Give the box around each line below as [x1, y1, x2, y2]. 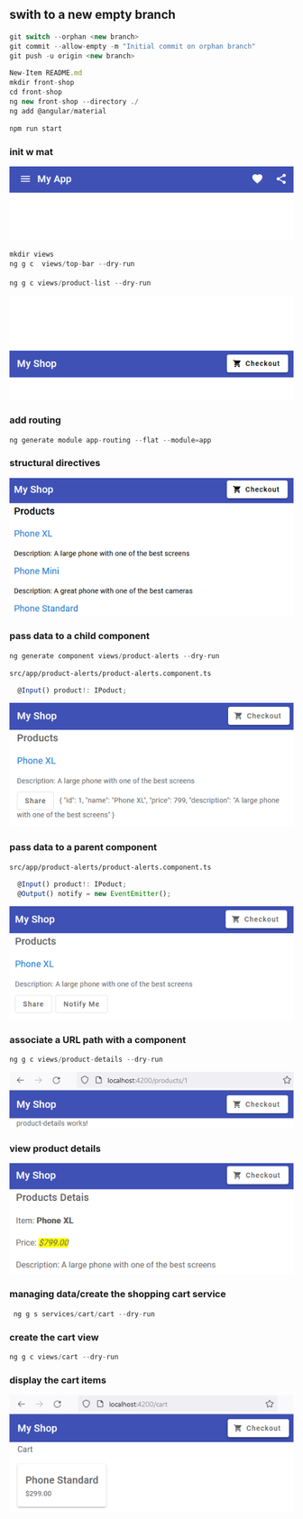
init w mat [9, 145, 54, 158]
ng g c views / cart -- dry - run [9, 1352, 119, 1361]
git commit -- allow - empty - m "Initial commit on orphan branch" [9, 41, 256, 50]
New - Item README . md [9, 69, 83, 78]
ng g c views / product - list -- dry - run [9, 279, 151, 288]
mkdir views [9, 250, 54, 260]
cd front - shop [9, 87, 63, 97]
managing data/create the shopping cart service [9, 1288, 226, 1301]
